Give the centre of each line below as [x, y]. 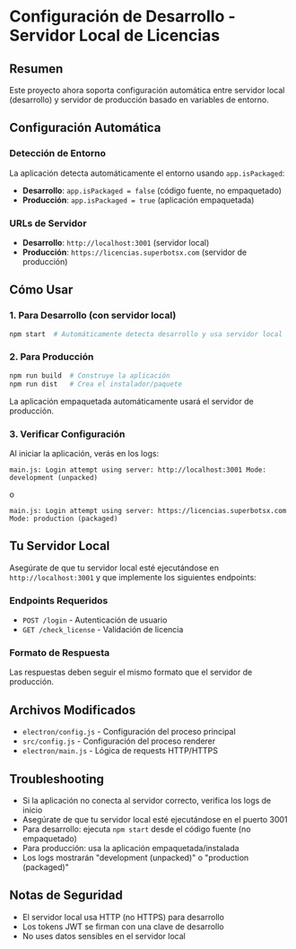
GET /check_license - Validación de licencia [103, 629]
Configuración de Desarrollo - [122, 17]
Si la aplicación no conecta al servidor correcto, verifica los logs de [147, 800]
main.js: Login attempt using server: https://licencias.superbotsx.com [148, 510]
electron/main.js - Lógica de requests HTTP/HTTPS [120, 751]
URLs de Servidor [48, 223]
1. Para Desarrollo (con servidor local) [93, 316]
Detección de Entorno [57, 153]
